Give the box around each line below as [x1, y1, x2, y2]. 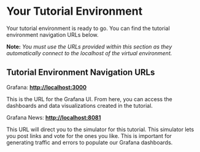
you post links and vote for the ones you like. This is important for [6, 132, 172, 139]
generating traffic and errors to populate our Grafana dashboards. [6, 139, 173, 146]
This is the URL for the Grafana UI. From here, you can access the [6, 95, 173, 102]
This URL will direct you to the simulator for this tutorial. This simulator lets [6, 126, 194, 133]
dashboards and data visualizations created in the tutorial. [6, 102, 153, 109]
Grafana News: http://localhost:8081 [6, 113, 101, 121]
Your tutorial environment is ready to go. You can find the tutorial [6, 25, 170, 32]
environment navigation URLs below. [6, 31, 99, 38]
